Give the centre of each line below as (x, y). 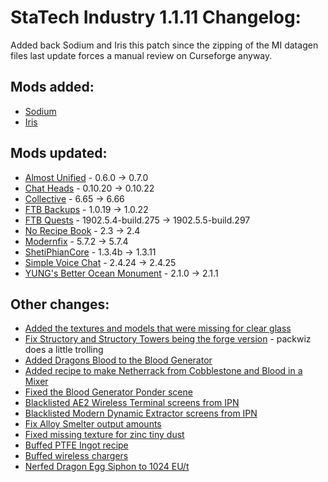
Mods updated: (59, 153)
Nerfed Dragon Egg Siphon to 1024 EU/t (107, 467)
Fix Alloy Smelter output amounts (93, 424)
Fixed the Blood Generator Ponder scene (108, 392)
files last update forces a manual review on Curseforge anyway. (141, 55)
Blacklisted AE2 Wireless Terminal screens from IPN (132, 403)
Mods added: (52, 87)
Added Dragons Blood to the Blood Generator (118, 360)
